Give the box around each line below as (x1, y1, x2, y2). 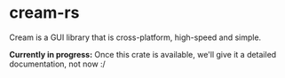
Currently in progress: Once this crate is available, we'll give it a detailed (9, 49, 277, 59)
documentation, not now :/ (9, 58, 107, 69)
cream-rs (9, 3, 80, 23)
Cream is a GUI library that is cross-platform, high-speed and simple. (9, 32, 262, 43)
